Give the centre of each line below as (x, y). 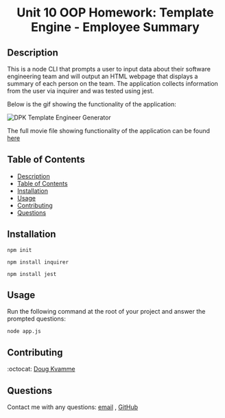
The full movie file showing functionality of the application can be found (109, 131)
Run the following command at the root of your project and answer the (106, 312)
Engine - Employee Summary (115, 27)
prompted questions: (37, 319)
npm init (20, 250)
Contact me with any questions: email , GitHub (73, 407)
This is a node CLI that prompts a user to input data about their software (109, 69)
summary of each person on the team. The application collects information (113, 83)
